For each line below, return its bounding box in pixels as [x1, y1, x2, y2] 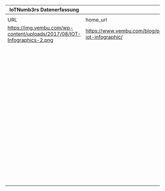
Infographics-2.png [7, 37, 54, 43]
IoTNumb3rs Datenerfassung [9, 6, 80, 13]
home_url [85, 17, 107, 23]
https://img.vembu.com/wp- [7, 25, 74, 31]
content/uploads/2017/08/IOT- [7, 30, 81, 37]
